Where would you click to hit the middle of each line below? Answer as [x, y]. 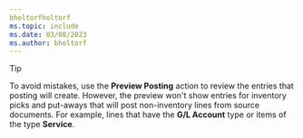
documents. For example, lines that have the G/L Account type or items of [148, 115]
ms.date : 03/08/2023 [49, 34]
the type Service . [42, 124]
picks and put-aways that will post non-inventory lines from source [135, 106]
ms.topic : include [44, 26]
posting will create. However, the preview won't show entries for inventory [148, 96]
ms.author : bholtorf [49, 43]
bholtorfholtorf [40, 18]
